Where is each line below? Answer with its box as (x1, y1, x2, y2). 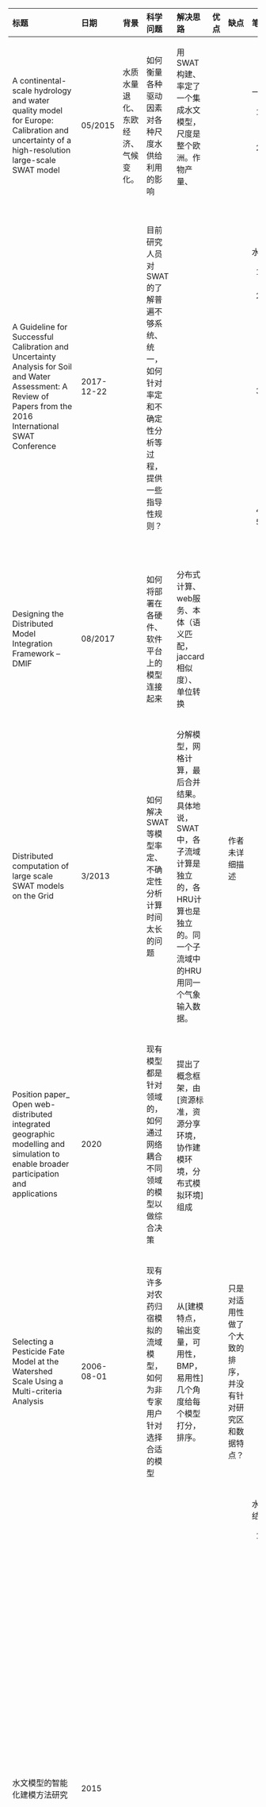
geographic (12, 1129, 55, 1139)
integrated (12, 1119, 51, 1129)
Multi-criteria (12, 1386, 63, 1396)
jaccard (177, 651, 205, 662)
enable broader (12, 1159, 70, 1169)
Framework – (12, 648, 61, 658)
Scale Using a (12, 1376, 63, 1387)
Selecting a (12, 1336, 54, 1347)
